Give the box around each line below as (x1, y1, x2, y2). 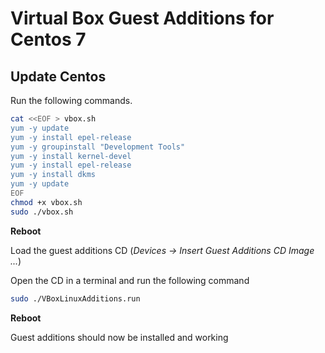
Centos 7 (10, 28, 87, 51)
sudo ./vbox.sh (10, 207, 74, 217)
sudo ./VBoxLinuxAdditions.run (10, 293, 141, 304)
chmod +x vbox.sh (10, 197, 83, 207)
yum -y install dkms (10, 170, 97, 180)
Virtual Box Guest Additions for (10, 7, 275, 30)
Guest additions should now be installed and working (10, 331, 229, 343)
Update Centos (10, 68, 107, 85)
